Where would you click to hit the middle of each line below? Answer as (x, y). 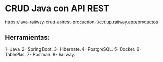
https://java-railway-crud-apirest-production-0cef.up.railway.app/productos (81, 22)
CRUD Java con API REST (57, 9)
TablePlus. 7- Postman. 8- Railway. (40, 54)
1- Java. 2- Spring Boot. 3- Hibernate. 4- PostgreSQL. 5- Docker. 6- (73, 49)
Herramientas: (28, 37)
